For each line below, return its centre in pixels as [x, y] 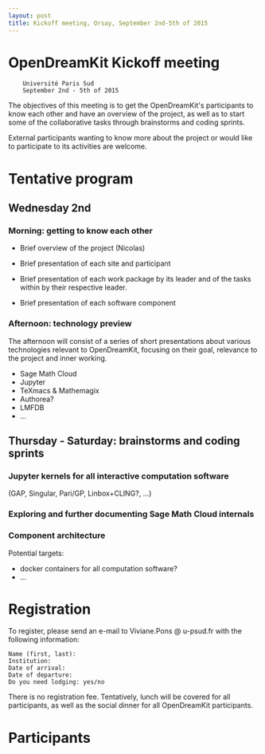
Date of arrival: [37, 668]
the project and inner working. [58, 358]
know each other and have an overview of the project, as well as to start [127, 114]
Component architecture [57, 535]
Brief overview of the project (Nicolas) [82, 248]
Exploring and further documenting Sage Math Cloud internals [131, 514]
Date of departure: [41, 675]
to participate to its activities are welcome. [78, 146]
